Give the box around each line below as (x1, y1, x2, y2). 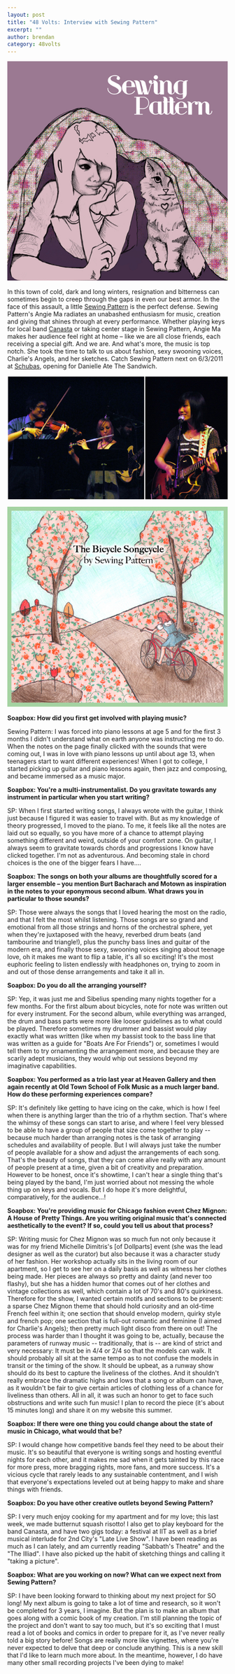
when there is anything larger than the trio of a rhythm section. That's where (7, 1111, 227, 1120)
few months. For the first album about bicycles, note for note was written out (7, 1002, 228, 1011)
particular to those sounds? (7, 895, 90, 903)
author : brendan (7, 34, 55, 41)
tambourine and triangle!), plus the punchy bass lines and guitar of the (7, 938, 211, 947)
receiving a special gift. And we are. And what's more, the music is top (7, 340, 211, 348)
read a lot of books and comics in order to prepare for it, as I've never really (7, 1628, 225, 1638)
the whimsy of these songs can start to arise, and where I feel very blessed (7, 1119, 225, 1127)
